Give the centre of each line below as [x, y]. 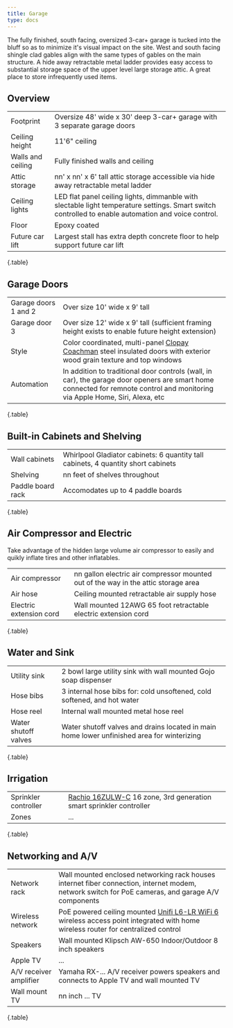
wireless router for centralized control [120, 930]
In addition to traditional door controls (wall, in [138, 372]
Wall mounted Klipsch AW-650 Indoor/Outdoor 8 [138, 941]
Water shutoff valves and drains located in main [139, 726]
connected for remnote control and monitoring [138, 389]
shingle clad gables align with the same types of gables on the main [104, 54]
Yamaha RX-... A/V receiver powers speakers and [139, 972]
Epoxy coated [77, 225]
